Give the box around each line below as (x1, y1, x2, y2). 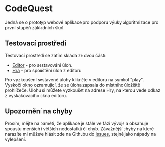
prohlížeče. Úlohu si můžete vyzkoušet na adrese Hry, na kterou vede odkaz (5, 87, 161, 93)
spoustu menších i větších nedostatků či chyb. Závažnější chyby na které (5, 125, 154, 132)
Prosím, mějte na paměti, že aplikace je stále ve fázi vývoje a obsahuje (5, 120, 149, 126)
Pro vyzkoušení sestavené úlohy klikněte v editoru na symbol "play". (5, 76, 144, 82)
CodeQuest (5, 3, 53, 14)
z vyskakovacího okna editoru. (5, 92, 68, 98)
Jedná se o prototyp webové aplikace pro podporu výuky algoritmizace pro (5, 19, 159, 25)
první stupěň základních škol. (5, 24, 65, 30)
